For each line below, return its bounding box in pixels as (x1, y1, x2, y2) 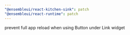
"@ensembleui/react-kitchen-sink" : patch (4, 7, 89, 12)
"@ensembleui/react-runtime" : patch (4, 12, 78, 16)
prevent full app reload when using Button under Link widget (4, 24, 125, 30)
